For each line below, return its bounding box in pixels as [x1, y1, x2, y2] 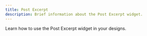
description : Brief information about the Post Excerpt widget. [5, 12, 143, 17]
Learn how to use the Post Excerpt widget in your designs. [5, 25, 127, 31]
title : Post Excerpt [5, 7, 49, 12]
